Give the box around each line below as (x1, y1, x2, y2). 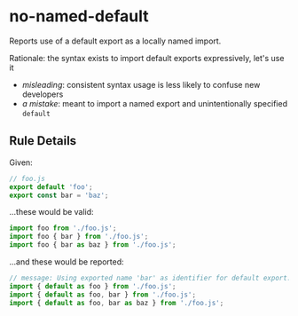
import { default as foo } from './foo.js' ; (9, 281, 176, 290)
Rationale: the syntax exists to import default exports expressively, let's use (9, 52, 285, 63)
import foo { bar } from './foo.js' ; (9, 233, 149, 241)
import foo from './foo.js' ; (9, 224, 117, 233)
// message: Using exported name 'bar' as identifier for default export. (9, 273, 292, 282)
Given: (9, 157, 33, 168)
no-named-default (9, 6, 149, 27)
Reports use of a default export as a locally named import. (9, 36, 222, 46)
